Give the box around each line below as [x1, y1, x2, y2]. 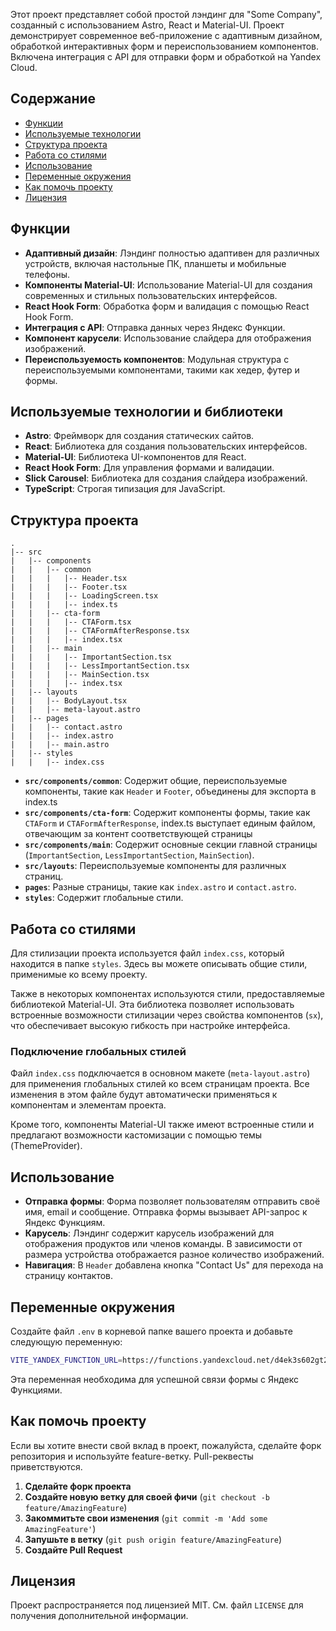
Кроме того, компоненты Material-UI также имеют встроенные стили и [10, 1119, 315, 1131]
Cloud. [10, 62, 38, 73]
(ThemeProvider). [10, 1140, 83, 1152]
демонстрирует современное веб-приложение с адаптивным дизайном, [10, 30, 323, 41]
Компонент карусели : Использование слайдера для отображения [24, 332, 312, 344]
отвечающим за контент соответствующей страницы [24, 828, 253, 840]
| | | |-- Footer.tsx [10, 582, 128, 593]
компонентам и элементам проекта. [10, 1099, 167, 1111]
